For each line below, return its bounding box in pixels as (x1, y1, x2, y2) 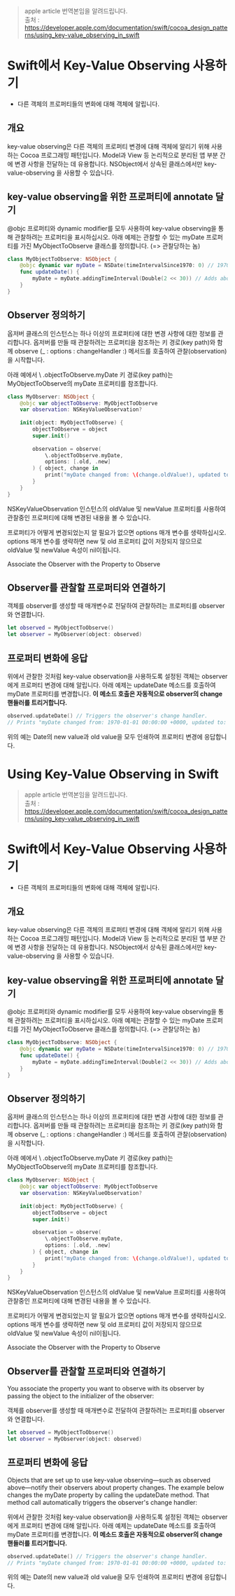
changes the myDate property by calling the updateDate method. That (7, 1490, 210, 1499)
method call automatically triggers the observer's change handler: (7, 1498, 198, 1506)
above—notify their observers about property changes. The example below (7, 1483, 225, 1492)
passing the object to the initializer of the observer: (7, 1392, 155, 1400)
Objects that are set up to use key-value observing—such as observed (7, 1475, 211, 1484)
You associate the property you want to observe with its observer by (7, 1384, 205, 1393)
